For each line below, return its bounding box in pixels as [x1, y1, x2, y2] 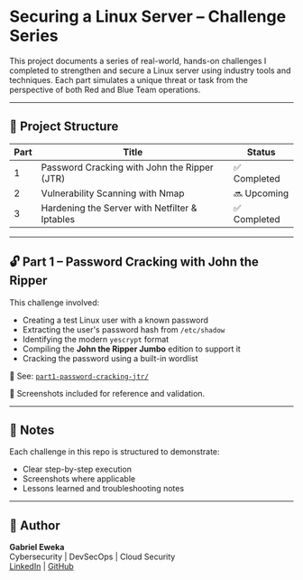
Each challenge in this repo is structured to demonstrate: [9, 446, 220, 457]
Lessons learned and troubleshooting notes [22, 483, 185, 494]
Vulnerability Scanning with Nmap [41, 187, 185, 200]
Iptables [41, 212, 75, 225]
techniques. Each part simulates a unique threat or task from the [9, 74, 248, 85]
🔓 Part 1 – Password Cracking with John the [9, 255, 260, 270]
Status [246, 145, 276, 158]
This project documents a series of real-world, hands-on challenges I [9, 55, 267, 66]
